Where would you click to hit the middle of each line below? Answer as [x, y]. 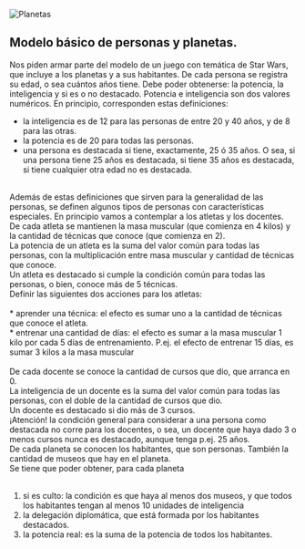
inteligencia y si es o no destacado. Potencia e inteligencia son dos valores [150, 93]
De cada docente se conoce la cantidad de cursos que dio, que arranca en [150, 371]
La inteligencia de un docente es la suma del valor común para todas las [145, 390]
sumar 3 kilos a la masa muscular [72, 352]
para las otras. [50, 130]
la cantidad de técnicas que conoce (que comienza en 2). [117, 235]
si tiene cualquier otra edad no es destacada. [107, 170]
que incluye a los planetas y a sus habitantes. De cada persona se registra [149, 74]
